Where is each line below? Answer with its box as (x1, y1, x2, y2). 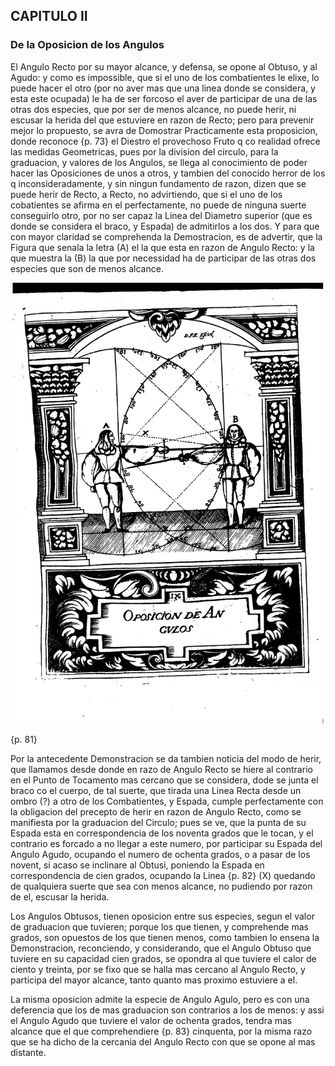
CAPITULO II (10, 8, 88, 25)
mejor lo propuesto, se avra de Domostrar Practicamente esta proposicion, (10, 124, 318, 136)
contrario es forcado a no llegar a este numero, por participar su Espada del (10, 837, 323, 849)
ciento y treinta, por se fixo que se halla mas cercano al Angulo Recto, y (10, 963, 306, 975)
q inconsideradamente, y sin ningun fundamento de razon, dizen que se (10, 177, 307, 189)
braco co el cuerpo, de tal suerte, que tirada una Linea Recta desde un (10, 784, 302, 796)
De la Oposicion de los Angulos (10, 38, 165, 52)
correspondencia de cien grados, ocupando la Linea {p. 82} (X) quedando (10, 869, 316, 881)
